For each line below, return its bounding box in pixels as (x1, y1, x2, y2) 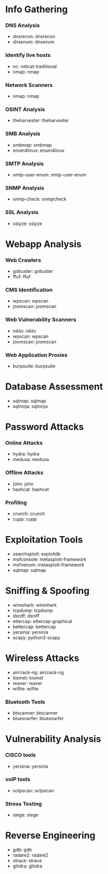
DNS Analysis (5, 22, 40, 29)
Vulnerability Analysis (5, 733, 101, 745)
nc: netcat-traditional (12, 63, 57, 70)
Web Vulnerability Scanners (5, 316, 76, 323)
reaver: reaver (12, 680, 42, 686)
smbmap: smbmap (12, 142, 52, 148)
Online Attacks (5, 439, 43, 446)
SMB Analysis (5, 130, 41, 137)
